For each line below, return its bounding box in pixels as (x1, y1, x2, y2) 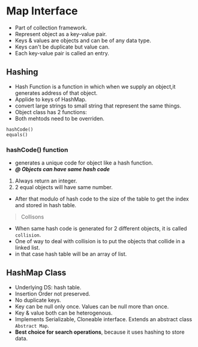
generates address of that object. (14, 89, 98, 97)
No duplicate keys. (14, 296, 61, 304)
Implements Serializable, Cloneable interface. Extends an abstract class (14, 315, 193, 322)
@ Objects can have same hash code (14, 166, 110, 173)
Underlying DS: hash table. (14, 283, 82, 291)
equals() (6, 131, 28, 137)
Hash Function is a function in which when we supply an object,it (14, 83, 176, 90)
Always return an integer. (14, 177, 77, 184)
